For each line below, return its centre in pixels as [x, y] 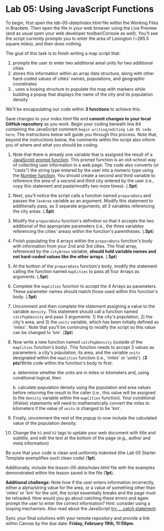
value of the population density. [45, 423]
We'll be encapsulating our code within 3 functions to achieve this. [73, 109]
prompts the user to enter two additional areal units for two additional [83, 63]
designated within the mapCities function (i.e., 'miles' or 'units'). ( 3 [80, 358]
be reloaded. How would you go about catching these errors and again [77, 498]
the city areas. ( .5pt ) [33, 211]
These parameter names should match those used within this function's [85, 291]
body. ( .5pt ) [25, 297]
